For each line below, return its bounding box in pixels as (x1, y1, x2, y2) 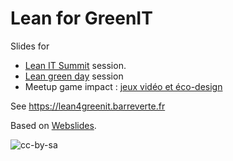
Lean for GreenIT (10, 7, 153, 30)
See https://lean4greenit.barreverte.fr (10, 100, 166, 112)
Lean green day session (24, 70, 124, 82)
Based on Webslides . (10, 119, 97, 131)
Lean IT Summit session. (24, 59, 127, 71)
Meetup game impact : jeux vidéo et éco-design (24, 80, 223, 92)
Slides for (10, 40, 50, 52)
